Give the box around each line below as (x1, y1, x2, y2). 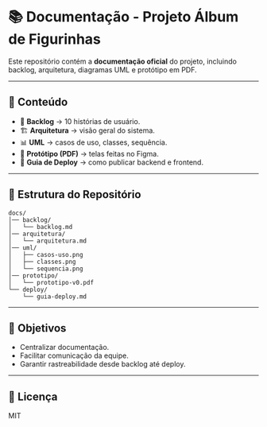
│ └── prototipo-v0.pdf (8, 278, 94, 286)
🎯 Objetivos (8, 321, 67, 335)
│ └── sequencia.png (8, 265, 83, 273)
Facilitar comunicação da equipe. (19, 351, 129, 360)
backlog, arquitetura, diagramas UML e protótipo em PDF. (8, 64, 197, 74)
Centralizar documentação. (19, 343, 110, 352)
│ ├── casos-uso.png (8, 250, 83, 258)
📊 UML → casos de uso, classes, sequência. (19, 138, 168, 147)
